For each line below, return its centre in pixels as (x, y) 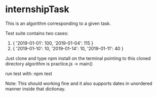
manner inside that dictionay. (35, 89)
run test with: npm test (29, 73)
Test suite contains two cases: (37, 33)
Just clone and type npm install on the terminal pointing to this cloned (78, 58)
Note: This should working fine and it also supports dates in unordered (79, 83)
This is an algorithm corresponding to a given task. (58, 23)
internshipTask (37, 9)
